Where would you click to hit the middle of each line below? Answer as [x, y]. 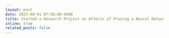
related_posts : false [28, 28]
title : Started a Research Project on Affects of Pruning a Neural [77, 19]
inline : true [19, 23]
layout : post [19, 10]
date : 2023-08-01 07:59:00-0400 [39, 14]
